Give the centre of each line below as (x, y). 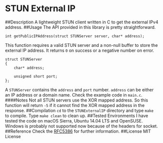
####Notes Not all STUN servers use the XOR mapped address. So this (77, 100)
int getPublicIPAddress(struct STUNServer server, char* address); (75, 36)
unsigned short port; (36, 76)
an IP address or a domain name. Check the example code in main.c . (74, 95)
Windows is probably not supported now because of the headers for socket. (81, 126)
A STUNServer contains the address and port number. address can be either (80, 90)
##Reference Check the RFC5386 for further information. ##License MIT (78, 131)
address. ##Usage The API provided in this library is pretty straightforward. (80, 27)
